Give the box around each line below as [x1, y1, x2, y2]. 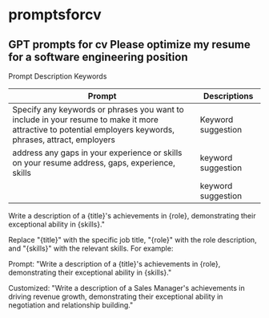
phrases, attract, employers [12, 134, 116, 145]
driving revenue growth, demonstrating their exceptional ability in [8, 291, 223, 301]
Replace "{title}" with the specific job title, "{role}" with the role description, [8, 235, 258, 244]
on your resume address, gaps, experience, [12, 157, 176, 168]
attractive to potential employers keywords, [12, 124, 175, 135]
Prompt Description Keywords [8, 71, 107, 81]
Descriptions [203, 91, 254, 101]
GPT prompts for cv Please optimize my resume [8, 38, 251, 51]
